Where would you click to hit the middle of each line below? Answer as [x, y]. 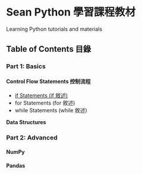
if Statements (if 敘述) [41, 96]
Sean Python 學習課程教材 [71, 12]
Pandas [16, 165]
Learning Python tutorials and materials [54, 29]
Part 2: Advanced [32, 138]
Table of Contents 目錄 [49, 49]
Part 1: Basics [26, 67]
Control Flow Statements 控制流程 [48, 81]
